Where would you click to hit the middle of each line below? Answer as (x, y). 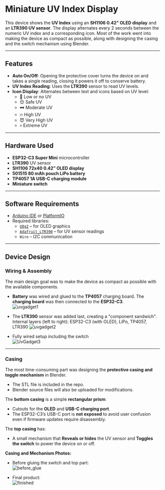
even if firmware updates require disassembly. (59, 420)
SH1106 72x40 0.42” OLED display (48, 168)
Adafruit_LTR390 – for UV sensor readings (62, 231)
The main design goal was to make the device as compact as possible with (81, 281)
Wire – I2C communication (46, 237)
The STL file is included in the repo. (48, 385)
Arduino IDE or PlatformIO (38, 216)
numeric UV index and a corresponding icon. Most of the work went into (78, 33)
